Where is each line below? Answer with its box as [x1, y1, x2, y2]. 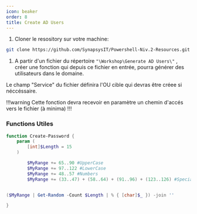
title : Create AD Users [6, 19, 64, 25]
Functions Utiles [6, 120, 54, 128]
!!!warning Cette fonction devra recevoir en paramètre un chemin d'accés [6, 99, 184, 106]
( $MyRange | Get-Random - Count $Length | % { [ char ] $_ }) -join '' [6, 192, 175, 198]
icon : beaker [6, 8, 38, 15]
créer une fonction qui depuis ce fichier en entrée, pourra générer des [14, 64, 185, 71]
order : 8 [6, 14, 28, 20]
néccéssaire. [6, 87, 37, 94]
